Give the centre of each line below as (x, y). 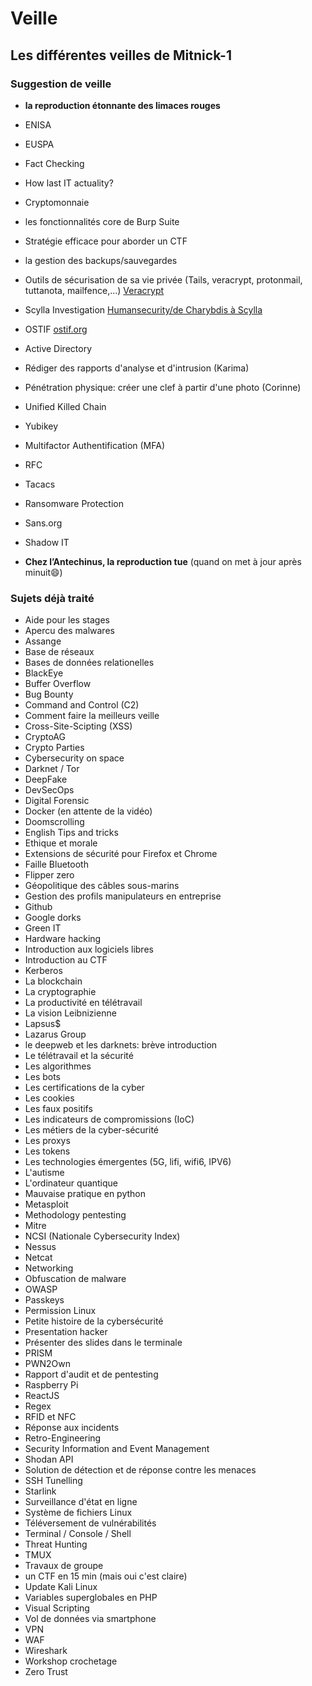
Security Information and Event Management (117, 1449)
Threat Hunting (56, 1544)
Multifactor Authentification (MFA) (95, 445)
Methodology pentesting (75, 1215)
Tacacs (40, 484)
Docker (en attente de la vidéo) (88, 811)
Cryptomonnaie (57, 202)
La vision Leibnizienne (70, 1013)
